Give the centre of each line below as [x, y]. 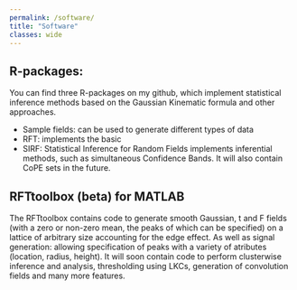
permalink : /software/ [52, 18]
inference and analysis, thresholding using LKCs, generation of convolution [149, 266]
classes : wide [36, 34]
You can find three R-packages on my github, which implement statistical [145, 93]
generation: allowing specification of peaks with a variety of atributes [138, 247]
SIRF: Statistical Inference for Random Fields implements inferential [147, 149]
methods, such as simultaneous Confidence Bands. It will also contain [152, 158]
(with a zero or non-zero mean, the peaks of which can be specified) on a [147, 228]
